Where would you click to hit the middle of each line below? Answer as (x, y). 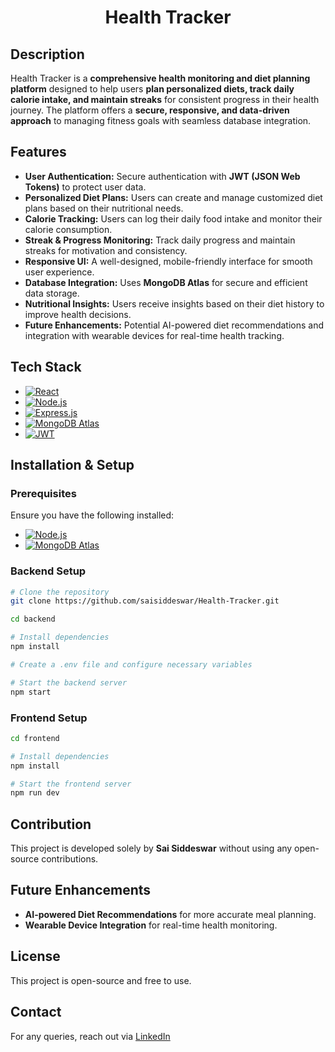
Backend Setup (48, 571)
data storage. (52, 293)
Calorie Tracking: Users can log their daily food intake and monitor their (173, 218)
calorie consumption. (68, 229)
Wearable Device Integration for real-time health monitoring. (151, 925)
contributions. (70, 859)
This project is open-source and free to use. (101, 980)
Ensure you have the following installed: (92, 515)
